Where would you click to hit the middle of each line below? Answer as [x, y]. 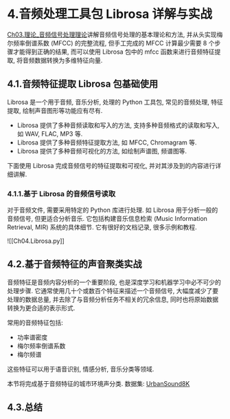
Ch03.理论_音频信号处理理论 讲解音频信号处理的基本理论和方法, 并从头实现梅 [115, 34]
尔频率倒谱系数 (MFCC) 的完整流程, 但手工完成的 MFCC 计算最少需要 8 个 [111, 43]
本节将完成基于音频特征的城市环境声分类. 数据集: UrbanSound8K [99, 383]
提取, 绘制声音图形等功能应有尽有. [55, 110]
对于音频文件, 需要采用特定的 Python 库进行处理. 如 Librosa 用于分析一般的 [113, 210]
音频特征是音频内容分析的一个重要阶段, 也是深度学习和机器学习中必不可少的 [114, 282]
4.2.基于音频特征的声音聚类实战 [74, 265]
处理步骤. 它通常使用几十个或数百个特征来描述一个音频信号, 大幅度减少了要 [113, 290]
